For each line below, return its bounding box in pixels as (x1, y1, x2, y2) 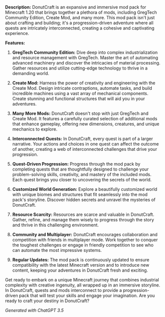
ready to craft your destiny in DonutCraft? (5, 298, 90, 304)
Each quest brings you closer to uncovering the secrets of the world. (12, 177, 152, 182)
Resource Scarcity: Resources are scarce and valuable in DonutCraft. (12, 211, 154, 217)
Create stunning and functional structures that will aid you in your (12, 96, 145, 102)
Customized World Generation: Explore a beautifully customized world (12, 186, 158, 192)
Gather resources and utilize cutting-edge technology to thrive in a (12, 65, 148, 71)
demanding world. (12, 70, 49, 76)
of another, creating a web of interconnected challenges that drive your (12, 146, 158, 152)
